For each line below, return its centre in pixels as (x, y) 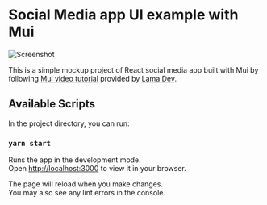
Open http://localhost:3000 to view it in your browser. (98, 169)
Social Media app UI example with (123, 15)
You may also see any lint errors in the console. (87, 193)
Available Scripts (52, 104)
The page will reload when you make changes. (86, 184)
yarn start (29, 143)
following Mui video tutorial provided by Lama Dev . (93, 78)
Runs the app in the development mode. (75, 160)
